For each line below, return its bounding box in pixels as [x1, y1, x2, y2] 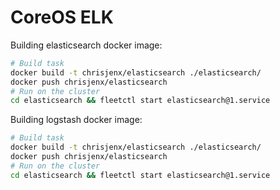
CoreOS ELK [10, 6, 114, 29]
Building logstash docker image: [10, 114, 143, 126]
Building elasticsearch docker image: [10, 39, 163, 51]
